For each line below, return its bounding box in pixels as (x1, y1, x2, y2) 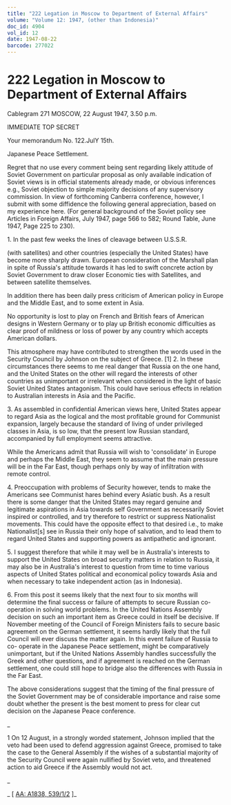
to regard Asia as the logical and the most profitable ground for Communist (7, 412, 221, 420)
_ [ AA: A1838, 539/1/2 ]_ (7, 789, 77, 798)
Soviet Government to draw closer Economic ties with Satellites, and (7, 270, 201, 278)
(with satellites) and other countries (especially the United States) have (7, 248, 209, 256)
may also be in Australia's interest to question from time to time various (7, 562, 210, 571)
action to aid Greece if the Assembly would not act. (7, 763, 153, 771)
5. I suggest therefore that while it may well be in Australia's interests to (7, 547, 210, 556)
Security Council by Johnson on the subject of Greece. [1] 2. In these (7, 354, 203, 363)
